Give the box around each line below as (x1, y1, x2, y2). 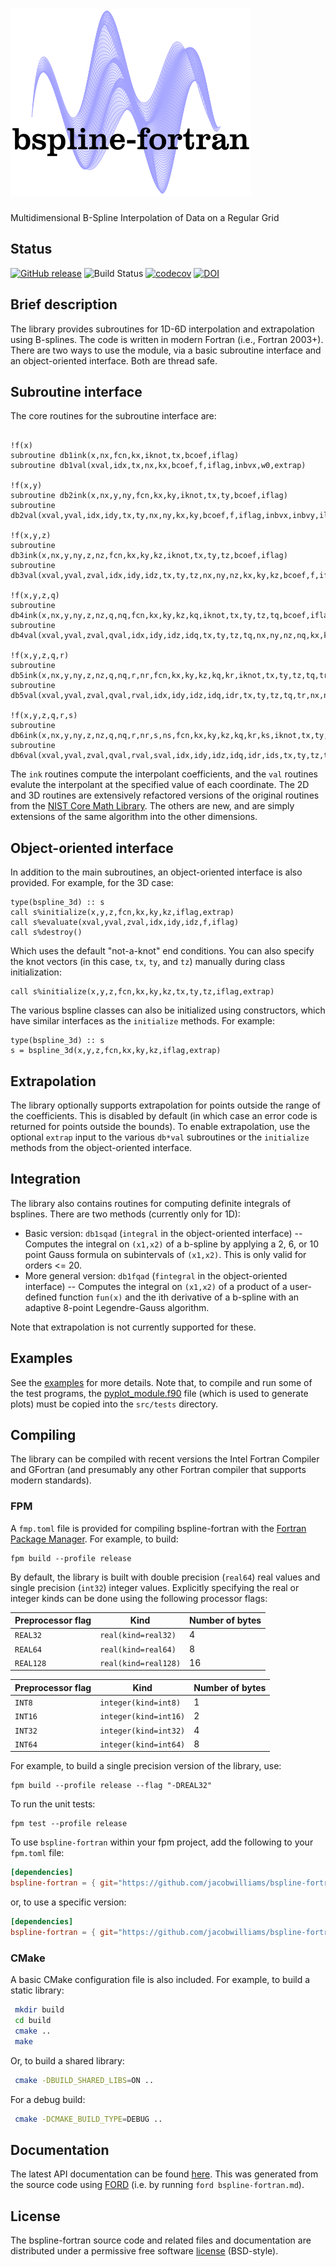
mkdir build (14, 2005, 65, 2015)
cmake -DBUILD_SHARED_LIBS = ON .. (14, 2075, 155, 2085)
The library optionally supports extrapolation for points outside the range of (10, 1099, 322, 1111)
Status (10, 241, 53, 258)
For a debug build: (10, 2093, 86, 2105)
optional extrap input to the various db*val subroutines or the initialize (10, 1131, 310, 1143)
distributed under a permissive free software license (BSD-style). (10, 2245, 279, 2257)
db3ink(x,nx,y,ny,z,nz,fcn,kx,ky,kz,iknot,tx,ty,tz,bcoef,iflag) (10, 551, 288, 561)
